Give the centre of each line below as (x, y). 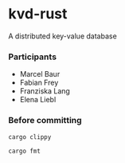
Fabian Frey (39, 83)
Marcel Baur (40, 74)
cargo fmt (25, 151)
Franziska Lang (45, 91)
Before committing (45, 121)
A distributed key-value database (62, 36)
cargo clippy (30, 137)
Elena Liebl (38, 100)
